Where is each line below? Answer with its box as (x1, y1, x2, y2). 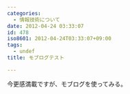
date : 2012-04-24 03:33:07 (7, 22, 84, 29)
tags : (7, 42, 23, 48)
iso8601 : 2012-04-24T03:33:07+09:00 (7, 35, 112, 42)
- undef (13, 48, 36, 55)
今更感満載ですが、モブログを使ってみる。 (7, 80, 127, 88)
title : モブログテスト (7, 54, 65, 61)
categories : (7, 10, 41, 17)
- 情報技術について (13, 16, 60, 23)
